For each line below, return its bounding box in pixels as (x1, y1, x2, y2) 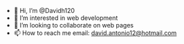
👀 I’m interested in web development (13, 14, 118, 22)
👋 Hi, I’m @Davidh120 (13, 7, 75, 14)
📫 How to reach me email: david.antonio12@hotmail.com (13, 29, 177, 37)
